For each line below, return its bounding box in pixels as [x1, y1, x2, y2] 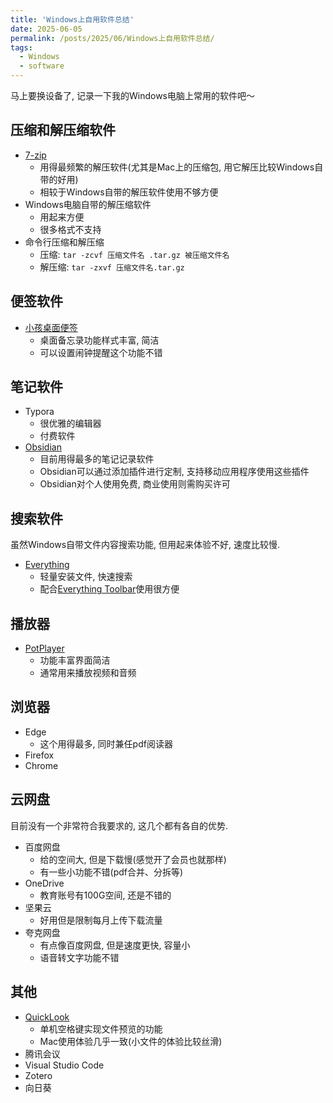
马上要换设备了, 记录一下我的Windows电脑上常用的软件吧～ [10, 90, 255, 101]
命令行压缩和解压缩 [24, 236, 105, 248]
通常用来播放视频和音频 [39, 667, 137, 679]
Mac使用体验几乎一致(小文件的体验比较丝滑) [39, 1035, 223, 1047]
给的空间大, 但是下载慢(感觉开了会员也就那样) [39, 853, 227, 865]
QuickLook [24, 1011, 70, 1023]
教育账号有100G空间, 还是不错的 [39, 889, 172, 901]
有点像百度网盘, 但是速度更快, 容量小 [39, 939, 191, 951]
